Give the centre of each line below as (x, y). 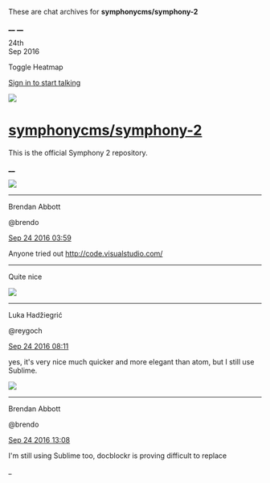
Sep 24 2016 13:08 (39, 439)
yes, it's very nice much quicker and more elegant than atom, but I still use (131, 361)
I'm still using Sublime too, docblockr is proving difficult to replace (118, 456)
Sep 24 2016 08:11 (39, 346)
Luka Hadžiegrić (35, 314)
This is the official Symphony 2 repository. (78, 152)
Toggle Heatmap (36, 67)
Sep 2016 (24, 51)
